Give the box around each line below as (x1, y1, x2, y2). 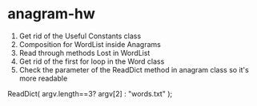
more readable (18, 73, 68, 83)
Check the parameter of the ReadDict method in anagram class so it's (18, 65, 249, 74)
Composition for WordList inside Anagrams (18, 39, 161, 49)
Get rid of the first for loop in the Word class (18, 57, 165, 66)
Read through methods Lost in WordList (18, 48, 151, 57)
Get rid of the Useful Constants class (18, 31, 142, 41)
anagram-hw (7, 5, 95, 23)
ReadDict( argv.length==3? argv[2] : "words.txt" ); (7, 88, 173, 98)
